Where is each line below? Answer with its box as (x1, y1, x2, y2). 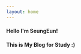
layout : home (6, 8, 39, 15)
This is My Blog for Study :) (6, 41, 76, 48)
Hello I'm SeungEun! (6, 28, 58, 35)
